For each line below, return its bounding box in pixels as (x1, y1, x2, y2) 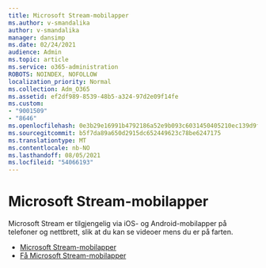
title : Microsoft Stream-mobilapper (8, 11, 129, 20)
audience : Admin (8, 48, 62, 56)
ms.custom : (8, 100, 44, 108)
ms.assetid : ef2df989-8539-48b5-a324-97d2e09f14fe (8, 92, 179, 100)
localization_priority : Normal (8, 77, 112, 85)
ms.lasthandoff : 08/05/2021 (8, 151, 101, 159)
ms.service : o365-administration (8, 63, 119, 71)
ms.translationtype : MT (8, 136, 87, 145)
